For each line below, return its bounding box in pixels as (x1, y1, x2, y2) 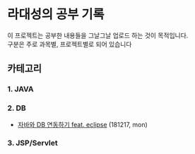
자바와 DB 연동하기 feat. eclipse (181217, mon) (17, 120, 148, 129)
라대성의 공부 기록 (7, 6, 105, 23)
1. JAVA (7, 84, 34, 94)
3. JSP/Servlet (7, 138, 58, 148)
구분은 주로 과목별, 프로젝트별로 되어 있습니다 (7, 40, 132, 48)
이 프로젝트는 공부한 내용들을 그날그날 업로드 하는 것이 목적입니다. (7, 31, 189, 40)
